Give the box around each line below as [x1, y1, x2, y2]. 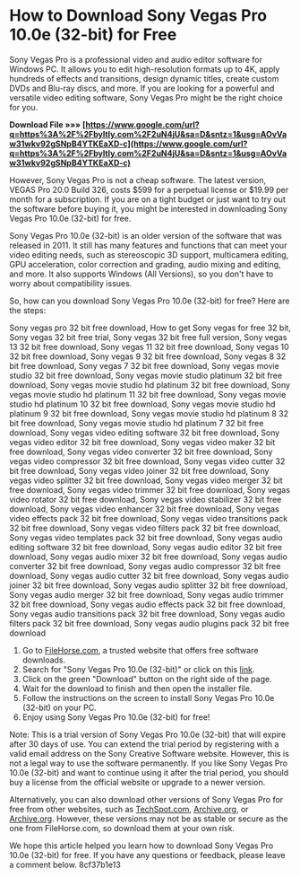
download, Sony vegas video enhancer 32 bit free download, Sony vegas [9, 504, 279, 514]
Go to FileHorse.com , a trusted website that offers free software [21, 645, 259, 655]
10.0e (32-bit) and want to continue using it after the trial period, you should [9, 767, 289, 777]
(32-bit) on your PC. [21, 702, 97, 713]
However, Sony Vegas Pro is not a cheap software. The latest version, [9, 174, 267, 185]
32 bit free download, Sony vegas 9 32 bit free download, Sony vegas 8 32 [9, 351, 287, 362]
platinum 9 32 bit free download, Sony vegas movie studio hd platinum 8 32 [9, 408, 289, 418]
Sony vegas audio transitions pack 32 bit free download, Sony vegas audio [9, 608, 286, 619]
